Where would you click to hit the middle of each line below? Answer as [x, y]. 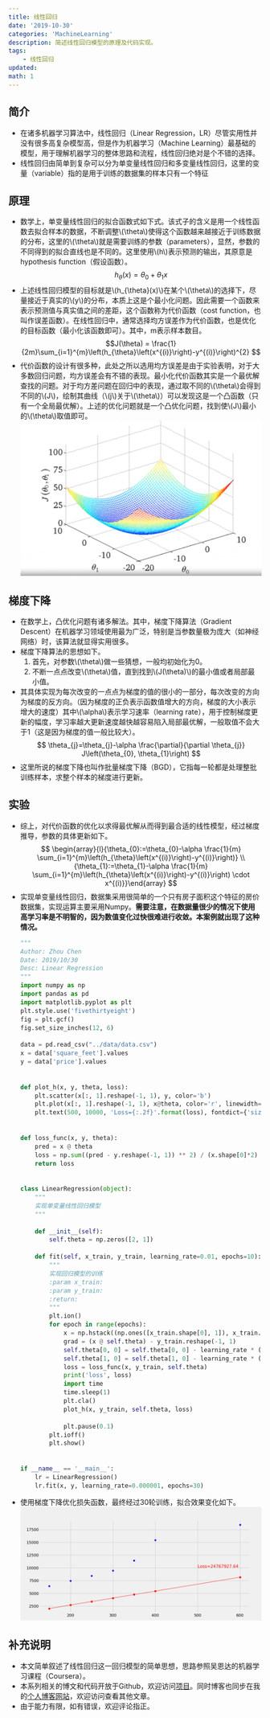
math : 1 [21, 76]
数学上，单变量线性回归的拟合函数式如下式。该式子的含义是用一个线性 [136, 222]
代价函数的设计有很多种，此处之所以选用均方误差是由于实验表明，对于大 [139, 366]
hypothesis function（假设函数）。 [76, 262]
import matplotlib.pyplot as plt [76, 1002]
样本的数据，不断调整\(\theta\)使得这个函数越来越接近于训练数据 [154, 232]
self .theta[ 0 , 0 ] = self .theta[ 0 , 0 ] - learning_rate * [159, 1350]
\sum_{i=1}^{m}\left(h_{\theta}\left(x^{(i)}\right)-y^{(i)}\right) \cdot [141, 874]
